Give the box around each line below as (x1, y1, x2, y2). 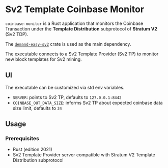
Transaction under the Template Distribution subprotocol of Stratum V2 (5, 25, 158, 31)
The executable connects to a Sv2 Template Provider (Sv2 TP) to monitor (5, 51, 159, 57)
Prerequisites (5, 135, 39, 142)
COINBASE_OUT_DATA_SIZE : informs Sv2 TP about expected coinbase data (12, 99, 163, 106)
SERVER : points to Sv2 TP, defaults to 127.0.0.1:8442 (12, 94, 122, 100)
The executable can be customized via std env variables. (5, 84, 125, 90)
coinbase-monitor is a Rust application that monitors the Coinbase (5, 20, 144, 26)
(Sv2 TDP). (5, 31, 29, 37)
